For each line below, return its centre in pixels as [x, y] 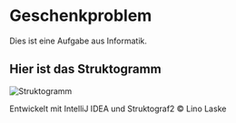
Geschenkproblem [81, 16]
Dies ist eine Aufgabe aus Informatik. [78, 41]
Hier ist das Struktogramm [85, 69]
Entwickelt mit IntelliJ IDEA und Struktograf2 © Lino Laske [118, 109]
